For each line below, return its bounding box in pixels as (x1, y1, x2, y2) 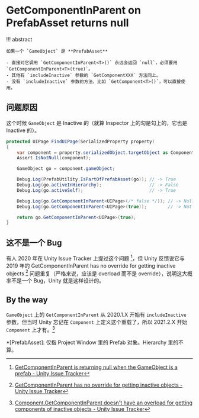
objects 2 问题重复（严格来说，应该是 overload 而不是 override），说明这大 (6, 269, 188, 277)
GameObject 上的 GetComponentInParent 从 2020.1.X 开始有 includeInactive (6, 311, 187, 319)
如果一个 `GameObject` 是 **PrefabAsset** (6, 48, 108, 54)
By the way (6, 294, 49, 305)
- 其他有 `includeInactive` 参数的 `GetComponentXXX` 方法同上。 (6, 72, 161, 78)
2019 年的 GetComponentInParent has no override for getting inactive (6, 262, 176, 269)
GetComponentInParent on (6, 4, 141, 17)
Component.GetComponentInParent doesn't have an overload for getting (14, 399, 192, 406)
